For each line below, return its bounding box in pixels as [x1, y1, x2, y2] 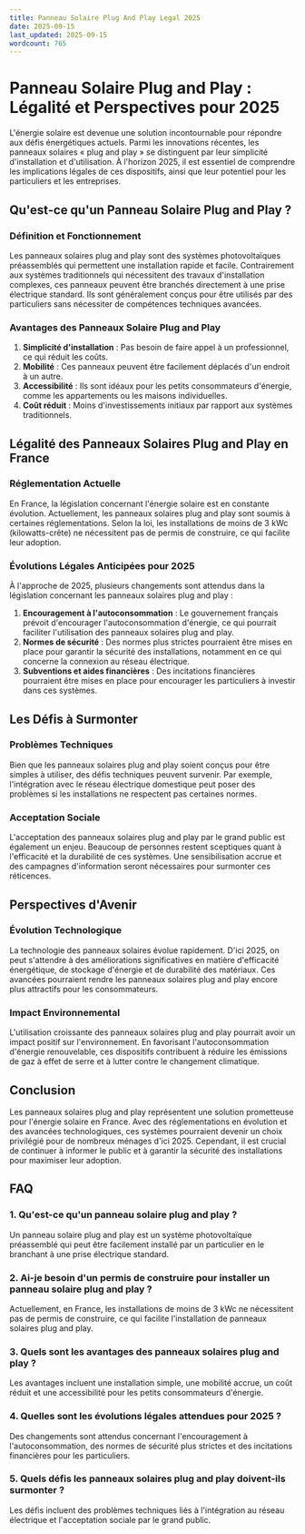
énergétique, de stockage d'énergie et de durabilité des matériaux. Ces [9, 964, 276, 975]
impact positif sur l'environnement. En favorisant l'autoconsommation [9, 1037, 270, 1048]
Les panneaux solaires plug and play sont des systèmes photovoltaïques [9, 249, 281, 260]
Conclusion [9, 1082, 76, 1098]
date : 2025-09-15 [9, 22, 75, 31]
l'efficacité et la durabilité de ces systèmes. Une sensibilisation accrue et [9, 851, 282, 862]
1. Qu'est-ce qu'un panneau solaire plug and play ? [9, 1208, 238, 1221]
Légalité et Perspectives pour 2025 [9, 97, 280, 118]
